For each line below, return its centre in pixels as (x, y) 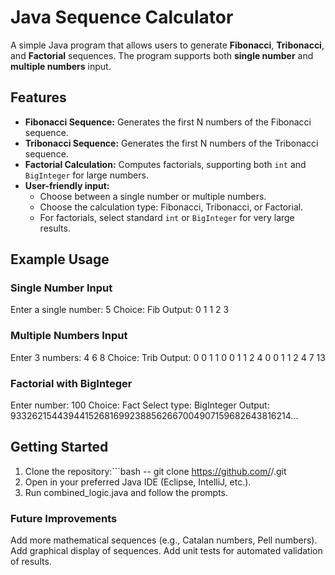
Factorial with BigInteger (71, 383)
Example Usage (60, 259)
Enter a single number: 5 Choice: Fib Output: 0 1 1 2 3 (120, 310)
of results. (31, 562)
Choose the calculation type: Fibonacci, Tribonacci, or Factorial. (171, 207)
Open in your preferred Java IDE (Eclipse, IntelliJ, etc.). (138, 482)
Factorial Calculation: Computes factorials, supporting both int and (165, 164)
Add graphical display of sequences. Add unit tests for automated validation (166, 551)
